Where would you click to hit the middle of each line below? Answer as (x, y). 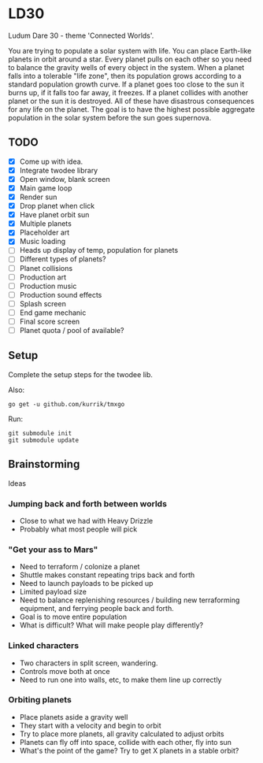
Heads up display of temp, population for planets (99, 250)
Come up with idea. (51, 161)
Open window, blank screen (65, 179)
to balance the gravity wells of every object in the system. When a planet (126, 67)
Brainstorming (44, 464)
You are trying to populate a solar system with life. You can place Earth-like (130, 50)
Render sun (38, 197)
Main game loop (46, 188)
